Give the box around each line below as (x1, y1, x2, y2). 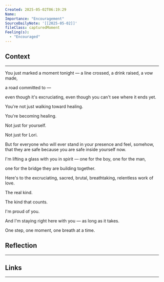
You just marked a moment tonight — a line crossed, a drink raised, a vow (5, 70, 153, 76)
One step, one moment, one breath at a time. (5, 227, 95, 233)
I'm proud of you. (5, 208, 40, 214)
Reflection (5, 242, 38, 250)
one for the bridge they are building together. (5, 165, 96, 171)
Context (5, 52, 30, 61)
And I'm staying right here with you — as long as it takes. (5, 218, 120, 223)
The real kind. (5, 189, 33, 195)
